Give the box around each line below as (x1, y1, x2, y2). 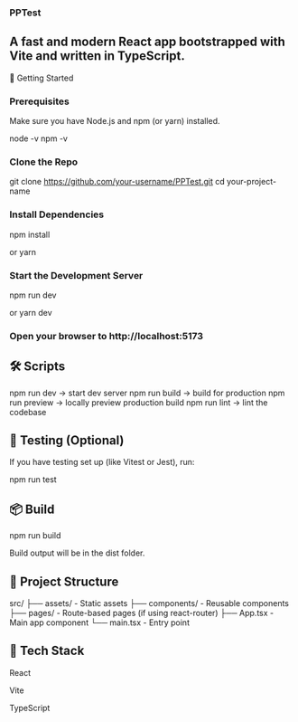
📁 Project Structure (9, 574, 119, 589)
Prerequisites (9, 95, 70, 108)
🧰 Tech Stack (9, 643, 85, 659)
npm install (9, 229, 51, 240)
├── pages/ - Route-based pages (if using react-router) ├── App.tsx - (9, 608, 274, 619)
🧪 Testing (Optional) (9, 432, 125, 449)
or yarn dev (9, 307, 52, 318)
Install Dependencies (9, 208, 105, 221)
